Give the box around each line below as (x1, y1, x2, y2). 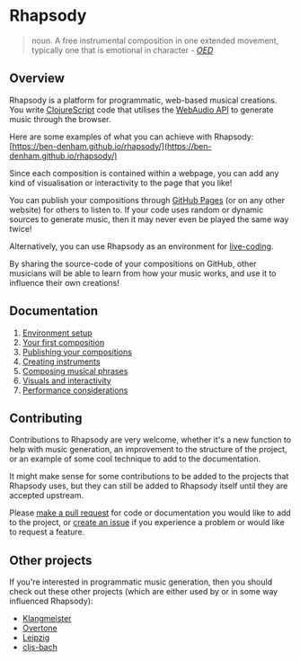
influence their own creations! (9, 277, 119, 288)
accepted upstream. (9, 490, 84, 501)
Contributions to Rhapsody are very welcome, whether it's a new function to (9, 434, 292, 445)
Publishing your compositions (22, 346, 133, 357)
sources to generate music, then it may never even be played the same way (9, 213, 289, 225)
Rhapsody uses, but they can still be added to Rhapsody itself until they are (9, 480, 288, 491)
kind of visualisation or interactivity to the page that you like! (9, 177, 233, 188)
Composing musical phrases (22, 365, 128, 376)
